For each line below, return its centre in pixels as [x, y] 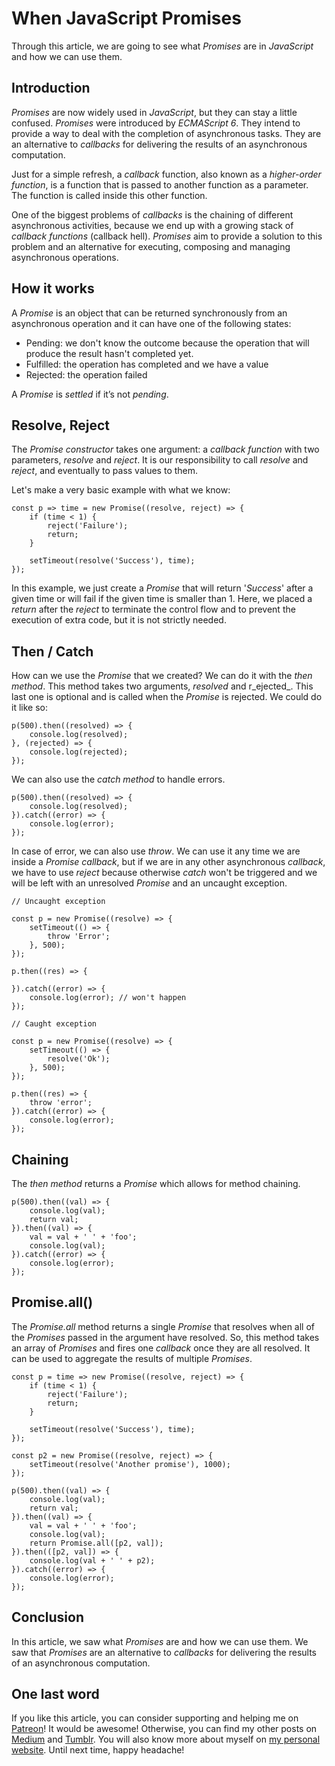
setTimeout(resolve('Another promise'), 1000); [130, 1464]
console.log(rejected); [79, 752]
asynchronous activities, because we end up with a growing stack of [152, 225]
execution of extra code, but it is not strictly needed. [119, 620]
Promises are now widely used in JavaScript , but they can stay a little [154, 112]
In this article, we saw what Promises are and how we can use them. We [160, 1641]
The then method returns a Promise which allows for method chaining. [156, 1183]
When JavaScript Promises [126, 18]
